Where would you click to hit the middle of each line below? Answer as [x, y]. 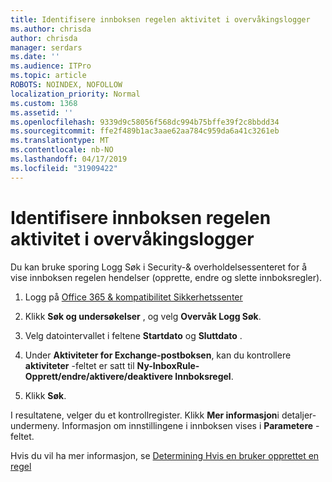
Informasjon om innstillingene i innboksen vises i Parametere [187, 425]
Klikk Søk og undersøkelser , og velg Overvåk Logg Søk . [143, 316]
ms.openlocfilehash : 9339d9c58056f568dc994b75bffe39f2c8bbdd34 [145, 122]
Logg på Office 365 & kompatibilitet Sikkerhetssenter [133, 297]
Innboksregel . [204, 376]
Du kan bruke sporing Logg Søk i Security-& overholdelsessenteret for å [159, 267]
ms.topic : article [48, 76]
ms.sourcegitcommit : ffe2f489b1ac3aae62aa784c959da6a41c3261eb [145, 131]
